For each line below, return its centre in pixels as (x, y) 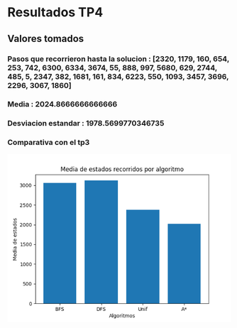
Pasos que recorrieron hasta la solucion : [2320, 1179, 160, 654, (118, 59)
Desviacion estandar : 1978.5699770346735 (86, 124)
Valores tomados (46, 39)
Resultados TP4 (55, 12)
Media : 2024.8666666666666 (62, 104)
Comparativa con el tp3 (49, 143)
